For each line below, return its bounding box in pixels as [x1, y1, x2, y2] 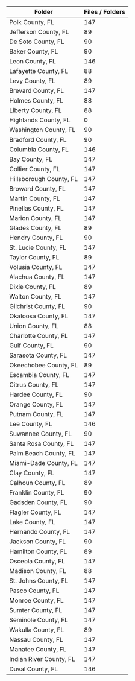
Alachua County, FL [9, 273, 65, 281]
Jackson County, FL [9, 537, 66, 545]
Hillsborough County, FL [9, 175, 78, 183]
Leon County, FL [9, 57, 56, 65]
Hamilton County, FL [9, 547, 67, 556]
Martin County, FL [9, 194, 60, 203]
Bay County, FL [9, 155, 53, 163]
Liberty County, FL [9, 106, 62, 114]
